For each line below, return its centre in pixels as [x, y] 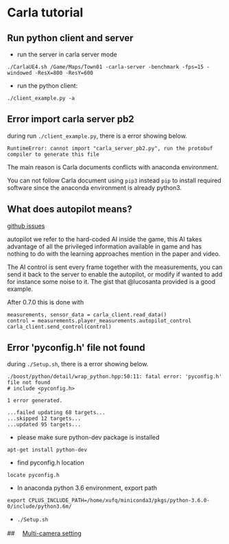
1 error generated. [35, 401]
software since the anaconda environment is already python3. [95, 187]
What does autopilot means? [70, 210]
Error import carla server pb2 [71, 119]
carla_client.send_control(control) [59, 327]
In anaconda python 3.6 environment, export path [87, 488]
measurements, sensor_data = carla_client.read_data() [87, 315]
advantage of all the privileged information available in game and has [105, 246]
